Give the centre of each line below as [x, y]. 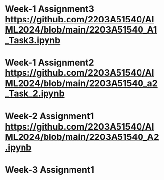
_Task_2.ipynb [35, 94]
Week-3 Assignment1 [49, 169]
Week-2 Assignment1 [49, 116]
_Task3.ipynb [33, 40]
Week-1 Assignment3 [50, 9]
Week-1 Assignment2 [49, 63]
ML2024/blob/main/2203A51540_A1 [81, 30]
